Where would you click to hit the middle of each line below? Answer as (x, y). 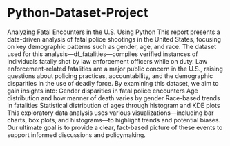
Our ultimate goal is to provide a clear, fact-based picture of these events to (115, 127)
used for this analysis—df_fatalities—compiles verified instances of (103, 54)
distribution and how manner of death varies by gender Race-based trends (114, 98)
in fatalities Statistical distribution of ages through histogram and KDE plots (114, 105)
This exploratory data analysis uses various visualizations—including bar (111, 113)
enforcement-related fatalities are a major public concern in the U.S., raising (115, 69)
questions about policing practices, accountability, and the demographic (110, 76)
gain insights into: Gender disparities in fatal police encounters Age (103, 91)
